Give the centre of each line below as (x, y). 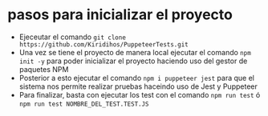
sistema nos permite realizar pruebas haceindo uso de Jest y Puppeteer (138, 86)
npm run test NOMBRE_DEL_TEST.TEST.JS (84, 104)
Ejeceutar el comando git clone (72, 37)
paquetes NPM (44, 69)
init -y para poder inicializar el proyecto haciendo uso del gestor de (133, 61)
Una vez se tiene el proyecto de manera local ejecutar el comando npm (135, 52)
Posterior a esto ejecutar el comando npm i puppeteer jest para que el (136, 78)
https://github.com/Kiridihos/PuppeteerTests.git (104, 44)
